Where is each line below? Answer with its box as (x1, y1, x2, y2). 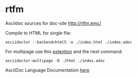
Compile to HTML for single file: (5, 30, 72, 36)
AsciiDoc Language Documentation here (5, 67, 89, 73)
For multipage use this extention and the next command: (5, 48, 123, 54)
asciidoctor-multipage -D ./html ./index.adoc (5, 58, 105, 63)
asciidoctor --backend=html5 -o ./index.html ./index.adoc (5, 39, 132, 45)
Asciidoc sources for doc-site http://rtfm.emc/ (5, 20, 102, 26)
